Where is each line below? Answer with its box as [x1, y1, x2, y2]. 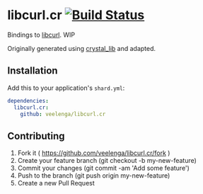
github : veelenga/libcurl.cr [20, 110, 106, 118]
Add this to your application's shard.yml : [7, 84, 125, 92]
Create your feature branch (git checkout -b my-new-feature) [17, 156, 197, 165]
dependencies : [7, 97, 50, 104]
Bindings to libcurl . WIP [7, 30, 76, 39]
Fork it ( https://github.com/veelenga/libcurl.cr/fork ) [17, 149, 170, 157]
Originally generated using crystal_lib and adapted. [7, 44, 156, 52]
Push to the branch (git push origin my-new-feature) [17, 171, 170, 180]
